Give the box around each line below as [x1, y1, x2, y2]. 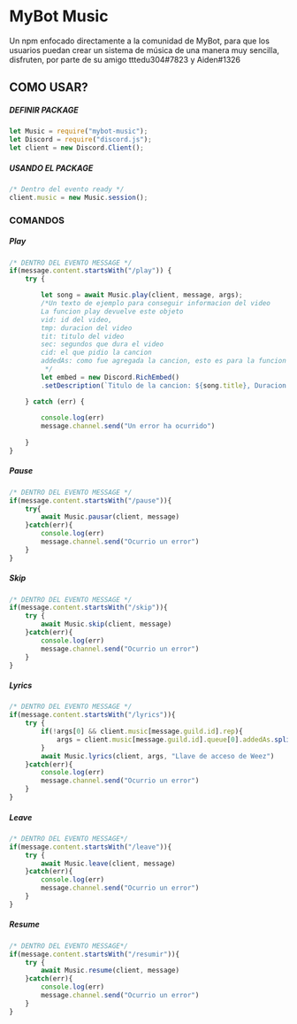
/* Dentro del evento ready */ [9, 184, 125, 194]
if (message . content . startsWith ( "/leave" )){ [9, 843, 172, 851]
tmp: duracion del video [41, 323, 133, 333]
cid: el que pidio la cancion [41, 348, 152, 358]
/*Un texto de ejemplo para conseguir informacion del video [41, 299, 271, 308]
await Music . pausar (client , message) [41, 512, 179, 521]
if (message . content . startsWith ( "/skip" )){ [9, 604, 168, 612]
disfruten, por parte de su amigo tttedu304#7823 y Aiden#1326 [9, 54, 241, 65]
